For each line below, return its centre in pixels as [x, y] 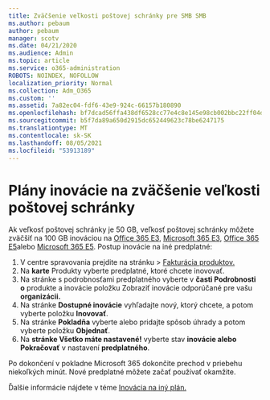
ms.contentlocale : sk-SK [50, 135]
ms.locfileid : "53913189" [51, 151]
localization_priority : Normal [61, 83]
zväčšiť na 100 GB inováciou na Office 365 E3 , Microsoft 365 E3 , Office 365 [134, 238]
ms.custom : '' [32, 98]
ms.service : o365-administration [64, 68]
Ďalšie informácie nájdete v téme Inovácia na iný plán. [98, 388]
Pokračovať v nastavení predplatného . [85, 348]
